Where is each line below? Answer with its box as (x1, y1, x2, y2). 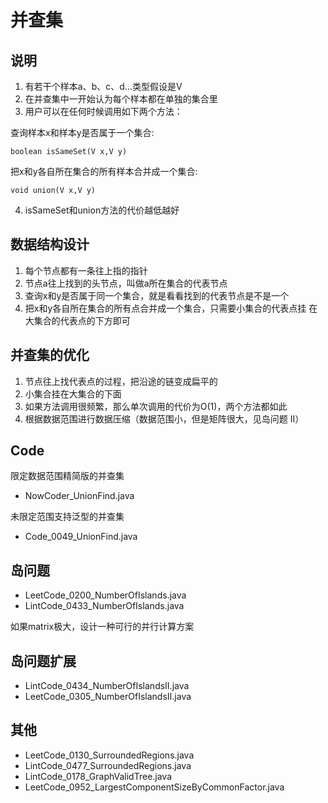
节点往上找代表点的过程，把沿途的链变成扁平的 (24, 375, 218, 387)
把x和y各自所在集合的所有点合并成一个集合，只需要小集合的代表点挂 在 (24, 302, 318, 314)
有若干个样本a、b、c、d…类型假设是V (24, 81, 183, 92)
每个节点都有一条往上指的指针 (24, 264, 148, 276)
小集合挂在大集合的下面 (24, 387, 122, 400)
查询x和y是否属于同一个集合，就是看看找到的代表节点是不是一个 (24, 289, 290, 301)
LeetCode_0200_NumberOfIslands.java (24, 589, 187, 601)
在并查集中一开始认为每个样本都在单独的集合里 (24, 93, 218, 105)
